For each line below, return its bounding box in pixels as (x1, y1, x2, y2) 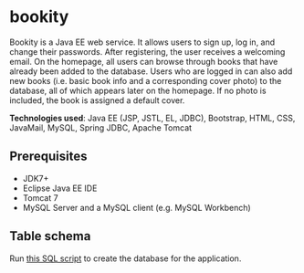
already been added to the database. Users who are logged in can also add (9, 66, 293, 77)
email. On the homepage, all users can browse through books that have (9, 56, 278, 67)
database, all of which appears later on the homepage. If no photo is (9, 85, 267, 96)
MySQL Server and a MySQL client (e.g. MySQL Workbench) (22, 202, 251, 213)
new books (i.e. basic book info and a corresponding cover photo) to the (9, 75, 282, 86)
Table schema (9, 228, 91, 244)
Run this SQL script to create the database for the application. (9, 253, 242, 264)
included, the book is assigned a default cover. (9, 94, 185, 106)
